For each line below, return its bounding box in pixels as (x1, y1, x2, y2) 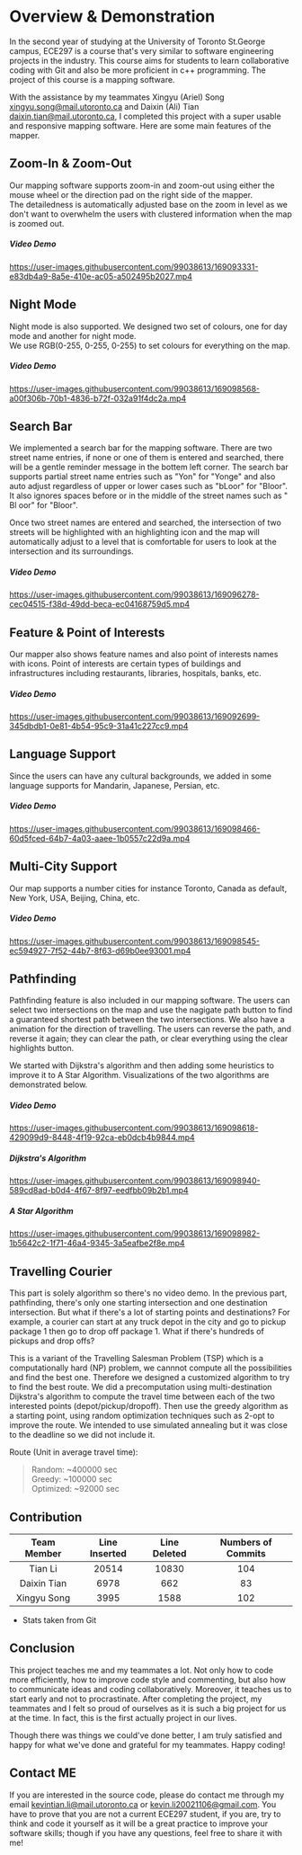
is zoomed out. (9, 218, 65, 228)
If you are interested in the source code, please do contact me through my (9, 1789, 285, 1800)
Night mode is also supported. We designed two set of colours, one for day (9, 321, 288, 332)
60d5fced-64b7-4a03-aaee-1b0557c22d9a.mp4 (9, 833, 191, 843)
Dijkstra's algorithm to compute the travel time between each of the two (9, 1391, 276, 1402)
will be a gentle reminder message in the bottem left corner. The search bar (9, 461, 289, 473)
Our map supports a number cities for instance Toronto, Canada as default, (9, 883, 288, 894)
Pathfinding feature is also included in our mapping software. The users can (9, 995, 290, 1006)
